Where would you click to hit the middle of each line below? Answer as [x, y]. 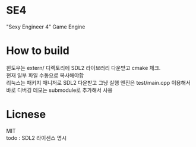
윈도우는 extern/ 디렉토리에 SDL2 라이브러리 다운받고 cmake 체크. [83, 68]
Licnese [26, 115]
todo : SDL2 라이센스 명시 [37, 138]
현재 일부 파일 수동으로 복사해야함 [45, 75]
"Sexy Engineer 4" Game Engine [46, 27]
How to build [38, 51]
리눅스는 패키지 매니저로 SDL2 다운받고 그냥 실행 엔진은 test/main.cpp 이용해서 [99, 82]
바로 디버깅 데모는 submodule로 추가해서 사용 [59, 90]
